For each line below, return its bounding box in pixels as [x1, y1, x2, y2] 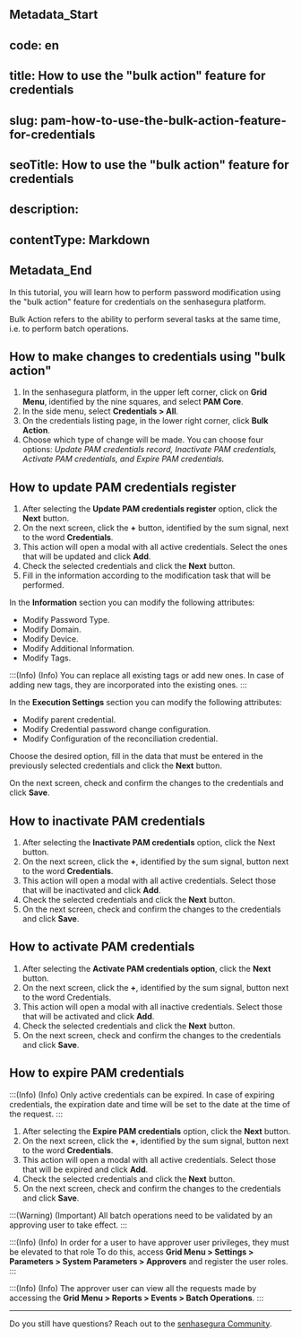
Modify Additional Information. [21, 643, 135, 654]
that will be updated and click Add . [21, 551, 151, 562]
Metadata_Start [9, 7, 99, 22]
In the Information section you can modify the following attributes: [9, 597, 255, 608]
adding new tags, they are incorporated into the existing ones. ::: [9, 679, 248, 690]
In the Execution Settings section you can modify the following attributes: [9, 697, 282, 708]
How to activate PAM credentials [9, 940, 195, 955]
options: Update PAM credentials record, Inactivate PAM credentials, [21, 444, 277, 455]
